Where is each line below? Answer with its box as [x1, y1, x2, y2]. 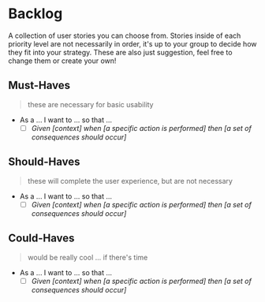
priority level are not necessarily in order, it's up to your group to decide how [8, 39, 257, 48]
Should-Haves [8, 155, 80, 169]
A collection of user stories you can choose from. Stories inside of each [8, 31, 241, 40]
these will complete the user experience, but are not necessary [27, 176, 233, 185]
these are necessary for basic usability [27, 99, 154, 109]
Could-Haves [8, 232, 75, 245]
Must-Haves [8, 79, 71, 92]
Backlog [8, 5, 63, 23]
